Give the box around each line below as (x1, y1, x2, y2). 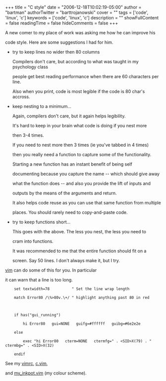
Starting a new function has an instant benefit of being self (12, 161, 132, 167)
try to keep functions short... (12, 219, 71, 225)
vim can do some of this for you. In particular (5, 267, 97, 273)
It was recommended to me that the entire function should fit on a (12, 248, 147, 254)
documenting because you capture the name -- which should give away (12, 171, 160, 177)
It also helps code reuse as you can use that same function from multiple (12, 200, 161, 205)
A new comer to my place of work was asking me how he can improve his (5, 30, 156, 35)
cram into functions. (12, 238, 54, 244)
